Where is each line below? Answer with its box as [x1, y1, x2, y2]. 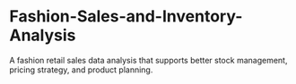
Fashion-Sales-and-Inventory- [9, 6, 243, 27]
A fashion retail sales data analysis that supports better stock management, [9, 55, 288, 65]
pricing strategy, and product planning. [9, 64, 153, 75]
